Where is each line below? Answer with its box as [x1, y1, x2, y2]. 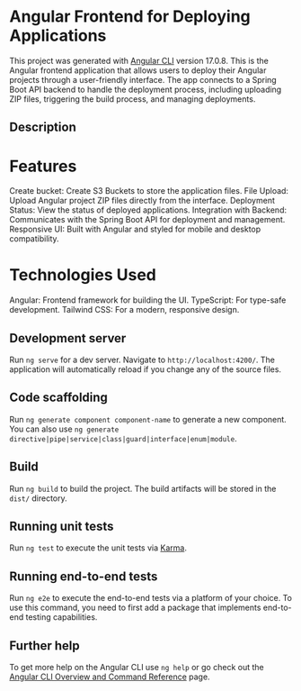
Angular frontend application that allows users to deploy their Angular [9, 65, 267, 76]
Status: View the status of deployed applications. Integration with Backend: [9, 205, 288, 215]
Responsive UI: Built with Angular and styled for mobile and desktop [9, 223, 261, 235]
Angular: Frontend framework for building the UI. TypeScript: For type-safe [9, 295, 287, 305]
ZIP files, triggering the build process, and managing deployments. [9, 93, 256, 105]
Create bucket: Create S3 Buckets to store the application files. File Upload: [9, 186, 289, 196]
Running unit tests [9, 519, 114, 534]
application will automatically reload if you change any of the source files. [9, 364, 281, 375]
